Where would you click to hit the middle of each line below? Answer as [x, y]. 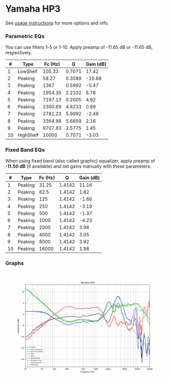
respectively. [19, 53]
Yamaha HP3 [33, 9]
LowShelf [27, 71]
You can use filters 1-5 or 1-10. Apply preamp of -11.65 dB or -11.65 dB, [79, 47]
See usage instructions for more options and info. [57, 23]
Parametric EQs [25, 36]
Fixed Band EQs [25, 150]
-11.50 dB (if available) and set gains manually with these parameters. [78, 167]
